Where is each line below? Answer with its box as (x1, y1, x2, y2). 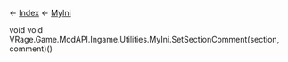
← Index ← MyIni (9, 8, 71, 18)
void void (9, 25, 43, 35)
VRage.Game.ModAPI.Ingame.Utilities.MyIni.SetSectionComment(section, (9, 35, 280, 44)
